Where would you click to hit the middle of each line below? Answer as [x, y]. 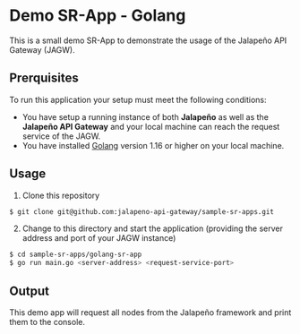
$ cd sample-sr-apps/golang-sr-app [76, 255]
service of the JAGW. [61, 136]
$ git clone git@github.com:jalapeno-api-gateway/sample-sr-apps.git [142, 211]
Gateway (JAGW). [42, 49]
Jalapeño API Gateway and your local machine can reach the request [151, 126]
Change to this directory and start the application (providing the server [153, 228]
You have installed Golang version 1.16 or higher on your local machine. [153, 145]
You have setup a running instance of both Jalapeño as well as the [145, 116]
